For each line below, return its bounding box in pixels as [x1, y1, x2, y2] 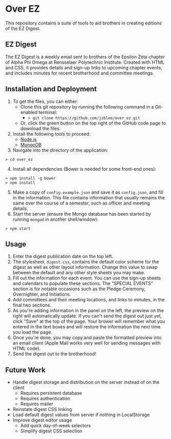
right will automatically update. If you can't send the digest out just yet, [12, 313, 162, 319]
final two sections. [12, 302, 52, 308]
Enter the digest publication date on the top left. [12, 253, 113, 260]
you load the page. [12, 329, 53, 335]
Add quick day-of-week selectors [20, 423, 91, 429]
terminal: [38, 109, 57, 115]
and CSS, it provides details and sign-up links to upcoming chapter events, [5, 64, 162, 70]
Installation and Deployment [5, 85, 97, 93]
